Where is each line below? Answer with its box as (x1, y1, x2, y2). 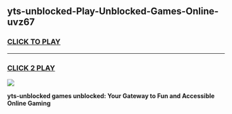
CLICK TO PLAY (7, 37, 61, 47)
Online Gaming (7, 99, 51, 107)
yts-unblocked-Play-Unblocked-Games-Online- (7, 6, 219, 17)
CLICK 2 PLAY (7, 63, 55, 73)
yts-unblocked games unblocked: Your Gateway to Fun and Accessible (7, 91, 215, 99)
